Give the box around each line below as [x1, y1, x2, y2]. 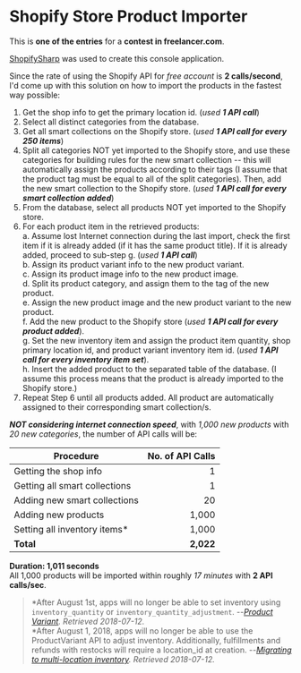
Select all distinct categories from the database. [21, 116, 200, 127]
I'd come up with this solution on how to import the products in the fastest [9, 80, 282, 90]
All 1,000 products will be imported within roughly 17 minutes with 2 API [9, 570, 273, 581]
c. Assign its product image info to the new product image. [21, 268, 239, 279]
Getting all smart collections [13, 479, 132, 491]
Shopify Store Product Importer [9, 6, 248, 27]
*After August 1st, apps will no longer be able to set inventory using [30, 597, 281, 608]
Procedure [53, 449, 99, 462]
